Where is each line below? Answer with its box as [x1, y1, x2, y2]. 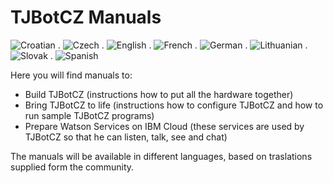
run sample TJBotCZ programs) [24, 109, 155, 121]
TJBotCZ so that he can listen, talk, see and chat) [24, 131, 228, 143]
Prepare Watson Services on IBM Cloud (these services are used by [24, 120, 305, 132]
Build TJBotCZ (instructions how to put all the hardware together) [24, 88, 294, 100]
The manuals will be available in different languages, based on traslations [10, 150, 313, 162]
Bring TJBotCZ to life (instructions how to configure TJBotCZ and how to [24, 99, 324, 111]
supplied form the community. [10, 161, 135, 173]
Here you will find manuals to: [10, 69, 133, 81]
